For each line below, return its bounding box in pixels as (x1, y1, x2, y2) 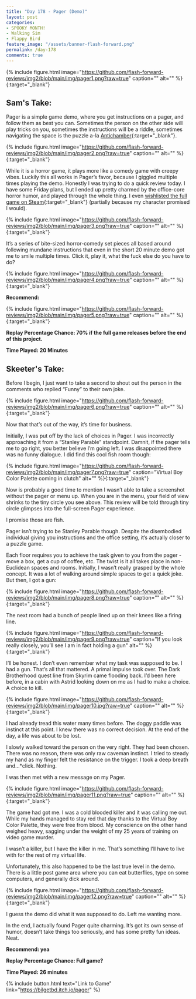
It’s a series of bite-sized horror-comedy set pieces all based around (6, 240, 171, 247)
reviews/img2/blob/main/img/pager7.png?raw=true (6, 469, 129, 476)
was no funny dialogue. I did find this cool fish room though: (6, 451, 151, 458)
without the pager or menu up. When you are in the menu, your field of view (6, 493, 189, 500)
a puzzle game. (6, 540, 43, 547)
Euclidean (6, 564, 30, 571)
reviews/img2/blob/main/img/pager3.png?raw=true (6, 223, 130, 230)
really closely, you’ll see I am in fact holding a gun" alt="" (6, 642, 144, 649)
